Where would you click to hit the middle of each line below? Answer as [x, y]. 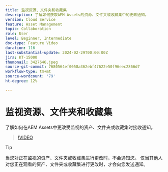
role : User [17, 34]
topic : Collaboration [28, 29]
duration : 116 [20, 48]
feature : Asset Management [34, 24]
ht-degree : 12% [21, 81]
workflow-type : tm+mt [28, 72]
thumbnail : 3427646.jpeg [32, 62]
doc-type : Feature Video [32, 43]
